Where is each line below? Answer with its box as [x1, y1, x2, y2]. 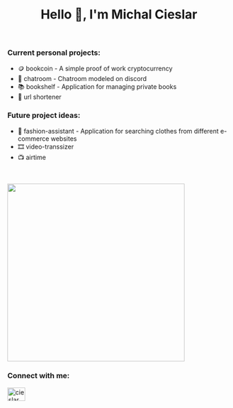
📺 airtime [17, 153, 46, 161]
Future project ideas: [7, 110, 81, 120]
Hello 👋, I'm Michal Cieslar [40, 6, 198, 23]
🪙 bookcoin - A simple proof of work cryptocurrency [17, 64, 173, 73]
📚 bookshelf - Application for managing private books [17, 82, 177, 91]
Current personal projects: [7, 48, 101, 58]
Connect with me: [7, 371, 70, 381]
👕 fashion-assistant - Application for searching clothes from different [17, 127, 220, 135]
